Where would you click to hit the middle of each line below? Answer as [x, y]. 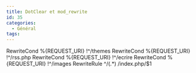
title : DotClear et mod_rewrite [47, 12]
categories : [21, 23]
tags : [13, 34]
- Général [24, 28]
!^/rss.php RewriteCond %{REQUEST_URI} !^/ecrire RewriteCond [86, 57]
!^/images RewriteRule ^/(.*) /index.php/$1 [100, 64]
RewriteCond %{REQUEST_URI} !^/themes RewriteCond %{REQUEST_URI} [98, 51]
